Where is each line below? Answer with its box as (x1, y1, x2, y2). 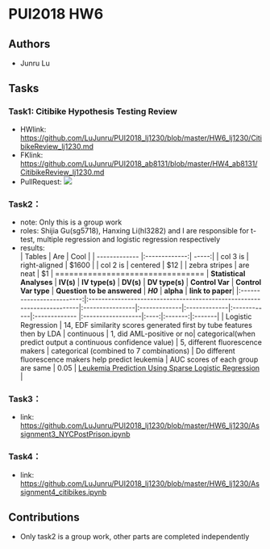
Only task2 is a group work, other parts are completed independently (19, 532, 250, 542)
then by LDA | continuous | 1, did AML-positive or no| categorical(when (19, 329, 256, 338)
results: (19, 243, 46, 253)
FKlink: (19, 150, 44, 160)
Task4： (8, 451, 42, 463)
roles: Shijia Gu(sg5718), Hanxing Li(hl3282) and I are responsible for (19, 225, 250, 235)
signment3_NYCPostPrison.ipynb (19, 430, 131, 439)
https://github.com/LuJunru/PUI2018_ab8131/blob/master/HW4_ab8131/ (19, 158, 258, 168)
